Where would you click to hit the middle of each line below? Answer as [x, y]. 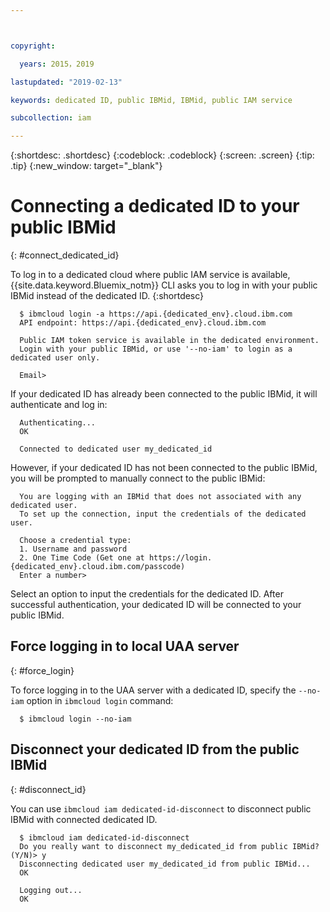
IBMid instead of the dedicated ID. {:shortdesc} [107, 296]
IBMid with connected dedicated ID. [84, 819]
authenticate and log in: [59, 405]
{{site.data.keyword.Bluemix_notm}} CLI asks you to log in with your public [164, 285]
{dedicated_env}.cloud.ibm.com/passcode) [98, 567]
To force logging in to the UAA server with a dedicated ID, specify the [153, 690]
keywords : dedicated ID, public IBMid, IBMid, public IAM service [151, 100]
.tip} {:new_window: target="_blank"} [86, 166]
